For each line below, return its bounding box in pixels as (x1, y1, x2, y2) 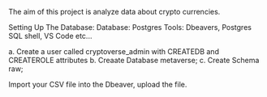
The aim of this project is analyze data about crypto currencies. (8, 7, 221, 16)
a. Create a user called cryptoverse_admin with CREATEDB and (8, 47, 219, 56)
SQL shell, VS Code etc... (8, 32, 93, 40)
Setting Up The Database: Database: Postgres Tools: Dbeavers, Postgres (8, 23, 252, 32)
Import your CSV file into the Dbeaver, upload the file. (8, 80, 187, 89)
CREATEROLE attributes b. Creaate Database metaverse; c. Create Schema (8, 56, 260, 65)
